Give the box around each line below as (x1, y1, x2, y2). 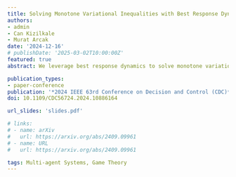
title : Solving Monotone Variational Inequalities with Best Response (7, 10, 218, 18)
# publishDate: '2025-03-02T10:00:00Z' (7, 50, 124, 57)
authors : (7, 17, 33, 24)
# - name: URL (7, 140, 49, 147)
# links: (7, 120, 33, 127)
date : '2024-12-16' (7, 43, 65, 50)
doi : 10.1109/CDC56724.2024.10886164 (7, 95, 118, 102)
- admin (7, 23, 30, 30)
